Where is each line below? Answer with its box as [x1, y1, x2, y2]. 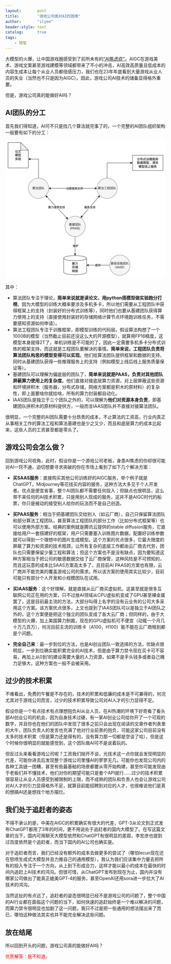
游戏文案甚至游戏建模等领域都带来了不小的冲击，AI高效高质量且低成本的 [14, 62, 166, 68]
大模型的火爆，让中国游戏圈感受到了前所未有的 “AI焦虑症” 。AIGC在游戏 [5, 56, 154, 62]
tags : [5, 35, 17, 40]
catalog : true [5, 30, 47, 35]
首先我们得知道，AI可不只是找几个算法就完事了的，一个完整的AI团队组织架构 [5, 123, 165, 129]
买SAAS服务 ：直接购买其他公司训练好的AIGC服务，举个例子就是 [12, 475, 148, 481]
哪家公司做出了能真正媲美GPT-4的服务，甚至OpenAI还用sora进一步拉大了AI [5, 875, 164, 881]
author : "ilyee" [5, 19, 53, 24]
